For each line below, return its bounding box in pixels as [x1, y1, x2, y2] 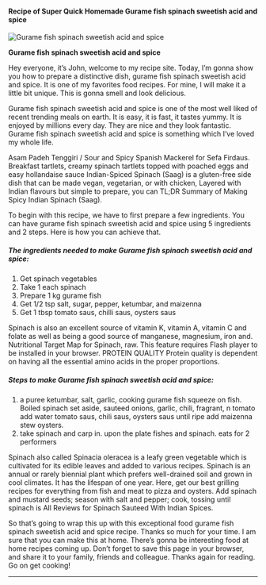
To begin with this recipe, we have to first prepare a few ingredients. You [8, 210, 245, 220]
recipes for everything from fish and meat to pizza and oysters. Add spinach [8, 487, 257, 496]
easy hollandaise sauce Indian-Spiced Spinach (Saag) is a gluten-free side [8, 170, 252, 179]
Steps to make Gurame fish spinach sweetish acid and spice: [8, 375, 215, 384]
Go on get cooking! [8, 560, 71, 571]
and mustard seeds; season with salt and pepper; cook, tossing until [8, 495, 231, 504]
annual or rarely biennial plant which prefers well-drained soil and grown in [8, 469, 253, 479]
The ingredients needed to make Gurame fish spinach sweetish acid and [8, 245, 253, 255]
